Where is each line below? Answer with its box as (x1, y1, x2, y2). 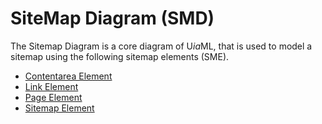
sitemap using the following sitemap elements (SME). (10, 50, 230, 62)
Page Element (24, 91, 83, 103)
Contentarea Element (24, 70, 113, 82)
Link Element (24, 80, 79, 92)
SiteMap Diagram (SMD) (10, 7, 215, 30)
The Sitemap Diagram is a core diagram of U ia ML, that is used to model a (10, 40, 313, 52)
